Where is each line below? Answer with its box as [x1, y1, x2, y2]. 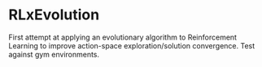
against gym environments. [8, 49, 100, 59]
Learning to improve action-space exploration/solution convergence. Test [8, 40, 255, 50]
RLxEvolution [8, 6, 100, 24]
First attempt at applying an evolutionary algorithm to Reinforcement [8, 32, 238, 42]
